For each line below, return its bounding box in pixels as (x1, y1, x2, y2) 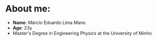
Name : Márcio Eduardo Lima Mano (12, 19, 86, 25)
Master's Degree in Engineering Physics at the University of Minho (12, 30, 152, 36)
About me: (5, 3, 51, 14)
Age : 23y (12, 24, 33, 30)
